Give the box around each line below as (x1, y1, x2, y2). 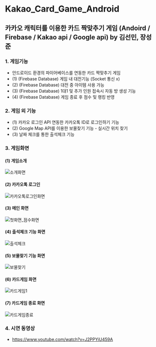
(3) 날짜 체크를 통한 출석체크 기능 (12, 132, 75, 137)
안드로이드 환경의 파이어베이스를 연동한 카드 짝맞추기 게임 (12, 69, 121, 76)
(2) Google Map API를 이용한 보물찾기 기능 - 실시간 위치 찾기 (12, 125, 128, 132)
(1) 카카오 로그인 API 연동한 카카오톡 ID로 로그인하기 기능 (12, 119, 119, 125)
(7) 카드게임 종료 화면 (5, 300, 45, 306)
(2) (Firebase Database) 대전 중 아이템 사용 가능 (12, 82, 105, 88)
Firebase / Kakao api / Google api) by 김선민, (5, 33, 139, 41)
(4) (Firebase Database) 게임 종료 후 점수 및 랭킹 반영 (12, 94, 115, 100)
